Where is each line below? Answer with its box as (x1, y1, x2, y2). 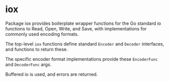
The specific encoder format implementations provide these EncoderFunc (5, 56, 158, 62)
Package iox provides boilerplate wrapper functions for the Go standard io (5, 20, 161, 26)
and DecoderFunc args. (5, 61, 52, 67)
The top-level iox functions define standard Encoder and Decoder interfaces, (5, 40, 164, 47)
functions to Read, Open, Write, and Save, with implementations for (5, 25, 147, 31)
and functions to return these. (5, 46, 68, 52)
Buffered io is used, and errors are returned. (5, 71, 98, 77)
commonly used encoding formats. (5, 31, 79, 37)
